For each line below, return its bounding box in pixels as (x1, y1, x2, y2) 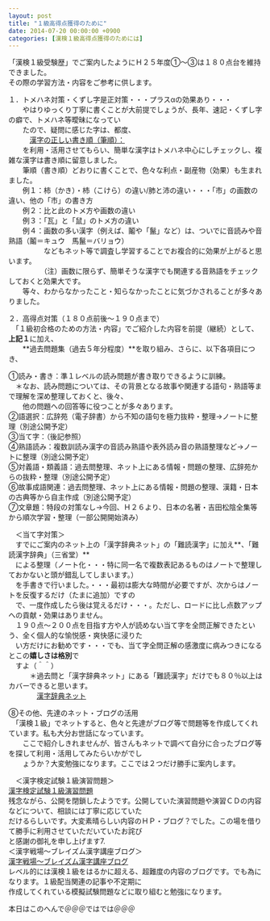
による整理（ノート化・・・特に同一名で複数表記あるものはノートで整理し (15, 560, 263, 570)
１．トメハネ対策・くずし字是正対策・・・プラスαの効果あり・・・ (8, 94, 232, 105)
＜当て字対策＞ (15, 530, 65, 539)
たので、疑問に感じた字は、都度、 (22, 125, 132, 135)
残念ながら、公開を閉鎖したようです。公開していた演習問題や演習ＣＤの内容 (8, 796, 262, 806)
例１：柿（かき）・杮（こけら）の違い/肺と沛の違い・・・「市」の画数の (22, 186, 259, 195)
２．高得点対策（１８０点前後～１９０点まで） (8, 314, 164, 324)
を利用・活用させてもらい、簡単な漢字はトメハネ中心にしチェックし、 (22, 145, 255, 155)
